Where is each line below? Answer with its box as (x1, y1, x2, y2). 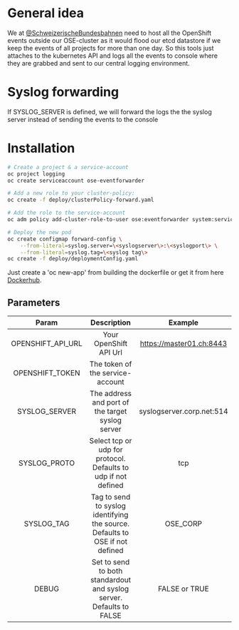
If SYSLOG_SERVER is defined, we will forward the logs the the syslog (7, 107, 212, 116)
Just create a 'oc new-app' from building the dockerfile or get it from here (7, 268, 224, 277)
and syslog (92, 584, 129, 594)
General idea (7, 5, 84, 21)
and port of (92, 397, 129, 407)
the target (94, 407, 127, 417)
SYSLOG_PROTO (18, 458, 75, 468)
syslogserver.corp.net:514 (138, 407, 228, 417)
